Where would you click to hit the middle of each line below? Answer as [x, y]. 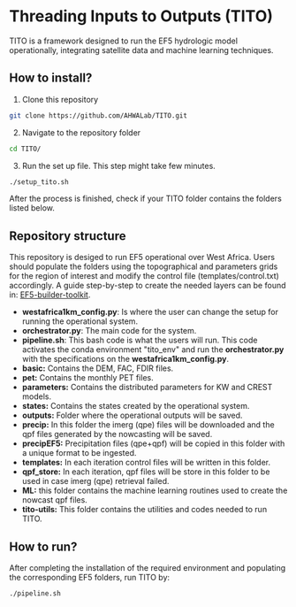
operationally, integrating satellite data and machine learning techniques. [141, 50]
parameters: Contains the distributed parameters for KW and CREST [147, 388]
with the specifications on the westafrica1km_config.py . [125, 359]
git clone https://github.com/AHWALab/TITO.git [99, 115]
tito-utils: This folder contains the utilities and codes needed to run [144, 510]
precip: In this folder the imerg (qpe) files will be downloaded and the [148, 425]
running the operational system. [80, 321]
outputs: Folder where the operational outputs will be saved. [132, 415]
